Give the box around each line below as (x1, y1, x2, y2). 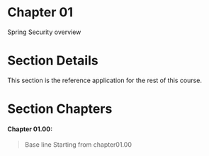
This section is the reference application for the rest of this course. (7, 76, 202, 84)
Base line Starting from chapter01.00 (24, 140, 132, 149)
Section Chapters (7, 101, 113, 117)
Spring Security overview (7, 28, 81, 36)
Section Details (7, 52, 98, 69)
